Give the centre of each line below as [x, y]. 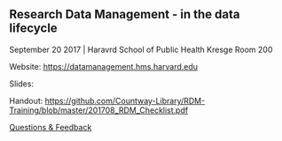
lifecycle [33, 29]
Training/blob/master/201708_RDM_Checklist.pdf [99, 110]
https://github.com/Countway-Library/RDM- [125, 100]
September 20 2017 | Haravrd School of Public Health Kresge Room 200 [141, 49]
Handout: [26, 100]
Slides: [21, 84]
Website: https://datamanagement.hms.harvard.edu [103, 66]
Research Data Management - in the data [125, 15]
